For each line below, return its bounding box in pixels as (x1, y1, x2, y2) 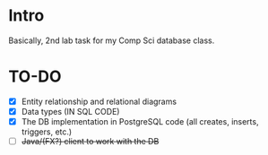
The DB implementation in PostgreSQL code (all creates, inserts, (21, 116, 259, 126)
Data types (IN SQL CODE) (21, 106, 120, 116)
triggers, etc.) (21, 126, 73, 137)
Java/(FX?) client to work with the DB (21, 136, 160, 147)
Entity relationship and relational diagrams (21, 96, 177, 107)
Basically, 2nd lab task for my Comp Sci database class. (8, 35, 215, 46)
